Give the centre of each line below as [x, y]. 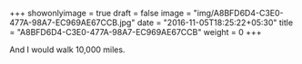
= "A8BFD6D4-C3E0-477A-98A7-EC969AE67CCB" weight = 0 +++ [136, 32]
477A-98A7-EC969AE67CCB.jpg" [72, 23]
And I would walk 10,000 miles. [67, 50]
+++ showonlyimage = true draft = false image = [101, 13]
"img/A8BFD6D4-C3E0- [238, 13]
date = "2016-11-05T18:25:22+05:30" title [215, 23]
